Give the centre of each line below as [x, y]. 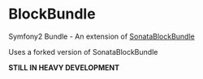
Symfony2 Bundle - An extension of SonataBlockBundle [101, 36]
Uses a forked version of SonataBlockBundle [83, 52]
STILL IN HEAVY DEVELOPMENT [64, 67]
